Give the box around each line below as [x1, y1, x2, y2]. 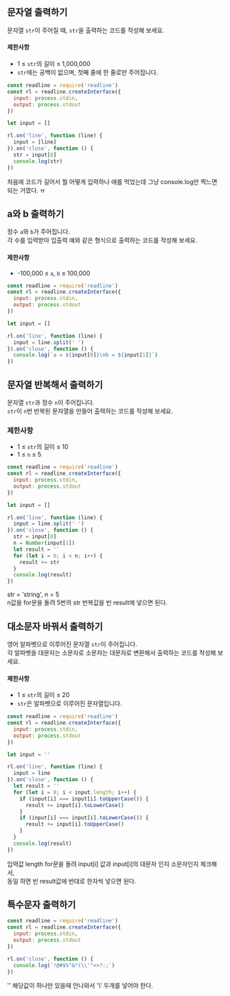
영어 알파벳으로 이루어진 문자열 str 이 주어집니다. [7, 640, 137, 648]
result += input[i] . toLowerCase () [25, 802, 125, 808]
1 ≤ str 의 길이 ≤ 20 [16, 691, 70, 699]
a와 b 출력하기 [7, 208, 64, 220]
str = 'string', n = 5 [7, 590, 60, 599]
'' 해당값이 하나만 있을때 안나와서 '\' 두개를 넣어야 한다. [7, 982, 153, 990]
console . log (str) [13, 157, 63, 165]
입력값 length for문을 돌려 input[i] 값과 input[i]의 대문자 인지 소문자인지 [7, 859, 199, 868]
